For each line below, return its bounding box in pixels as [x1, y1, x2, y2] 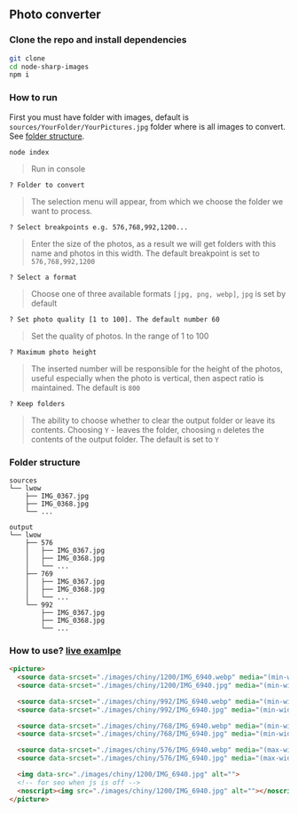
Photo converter [9, 7, 102, 22]
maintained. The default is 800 [30, 382, 141, 393]
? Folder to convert [9, 180, 86, 189]
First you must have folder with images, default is [9, 111, 189, 123]
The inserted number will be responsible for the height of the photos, [30, 363, 284, 374]
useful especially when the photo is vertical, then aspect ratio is [30, 372, 264, 383]
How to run [9, 92, 58, 104]
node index [9, 147, 50, 156]
